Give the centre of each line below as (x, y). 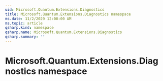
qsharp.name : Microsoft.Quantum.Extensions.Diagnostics (64, 32)
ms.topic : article (24, 23)
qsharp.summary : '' (25, 37)
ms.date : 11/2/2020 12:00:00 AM (38, 19)
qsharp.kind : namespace (30, 28)
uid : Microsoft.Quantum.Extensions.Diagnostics (55, 10)
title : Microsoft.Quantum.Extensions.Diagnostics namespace (68, 14)
